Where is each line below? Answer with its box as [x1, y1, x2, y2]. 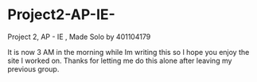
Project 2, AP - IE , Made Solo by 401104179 [7, 32, 151, 41]
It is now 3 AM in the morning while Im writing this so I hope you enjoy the [7, 47, 250, 57]
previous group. [7, 64, 60, 73]
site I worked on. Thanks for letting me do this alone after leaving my [7, 56, 232, 65]
